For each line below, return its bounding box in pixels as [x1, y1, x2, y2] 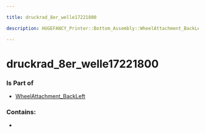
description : [6, 25, 40, 31]
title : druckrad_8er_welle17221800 [6, 14, 97, 20]
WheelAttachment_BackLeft [15, 92, 85, 99]
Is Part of [6, 79, 34, 87]
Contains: [6, 107, 37, 116]
